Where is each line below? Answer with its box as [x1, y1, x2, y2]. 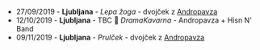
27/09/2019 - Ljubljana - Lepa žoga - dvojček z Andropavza [15, 7, 218, 16]
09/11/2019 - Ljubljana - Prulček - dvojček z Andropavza [15, 32, 205, 42]
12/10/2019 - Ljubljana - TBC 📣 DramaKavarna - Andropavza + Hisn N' [15, 15, 253, 25]
